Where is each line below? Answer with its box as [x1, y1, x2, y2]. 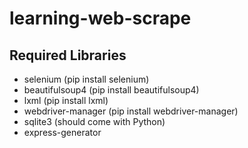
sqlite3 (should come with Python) [23, 116, 166, 127]
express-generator [23, 127, 102, 138]
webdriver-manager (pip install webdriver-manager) [23, 105, 239, 117]
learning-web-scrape [9, 7, 192, 30]
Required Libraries [9, 47, 127, 64]
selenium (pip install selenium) [23, 73, 150, 85]
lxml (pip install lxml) [23, 95, 109, 106]
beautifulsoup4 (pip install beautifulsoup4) [23, 84, 200, 96]
